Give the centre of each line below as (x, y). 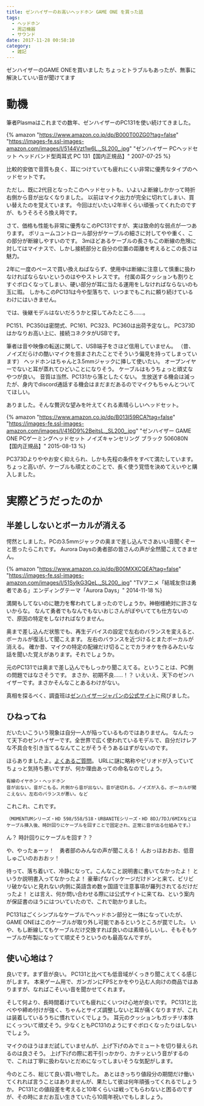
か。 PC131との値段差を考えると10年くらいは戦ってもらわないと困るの (94, 1090)
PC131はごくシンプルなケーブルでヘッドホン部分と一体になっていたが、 (96, 914)
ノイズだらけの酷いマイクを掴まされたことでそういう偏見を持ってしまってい (102, 353)
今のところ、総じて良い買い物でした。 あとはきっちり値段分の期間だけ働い (100, 1074)
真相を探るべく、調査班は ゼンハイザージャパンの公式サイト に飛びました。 (100, 695)
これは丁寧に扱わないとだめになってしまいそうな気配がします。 (97, 1061)
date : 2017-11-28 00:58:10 (40, 40)
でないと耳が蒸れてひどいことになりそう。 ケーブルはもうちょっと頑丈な (102, 369)
